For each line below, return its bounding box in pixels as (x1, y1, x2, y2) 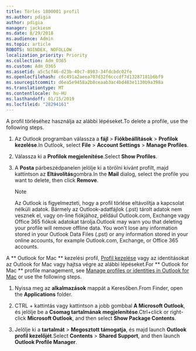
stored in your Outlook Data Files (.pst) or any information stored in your (14, 230, 188, 238)
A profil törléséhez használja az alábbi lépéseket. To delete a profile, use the (6, 117, 188, 124)
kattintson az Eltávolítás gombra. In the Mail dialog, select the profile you (14, 170, 189, 177)
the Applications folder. (14, 291, 73, 298)
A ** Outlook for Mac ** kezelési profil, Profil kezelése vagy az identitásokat (6, 254, 189, 261)
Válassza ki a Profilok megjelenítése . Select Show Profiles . (14, 153, 157, 160)
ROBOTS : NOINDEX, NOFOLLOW (6, 47, 72, 53)
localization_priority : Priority (6, 52, 88, 58)
